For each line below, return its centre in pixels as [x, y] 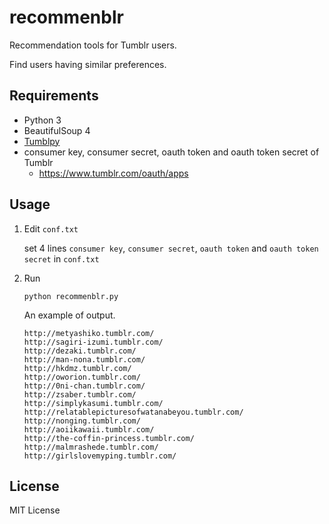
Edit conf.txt [51, 228]
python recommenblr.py [71, 296]
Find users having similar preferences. [88, 64]
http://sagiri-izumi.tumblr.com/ [93, 342]
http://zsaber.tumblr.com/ [80, 394]
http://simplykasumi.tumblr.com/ [93, 403]
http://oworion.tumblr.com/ [82, 377]
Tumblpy [42, 141]
